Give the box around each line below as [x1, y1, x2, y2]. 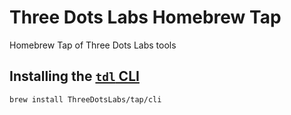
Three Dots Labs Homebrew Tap [9, 6, 282, 29]
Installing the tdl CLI [9, 68, 140, 85]
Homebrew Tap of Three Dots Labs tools [9, 39, 177, 51]
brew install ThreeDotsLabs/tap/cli [9, 94, 162, 105]
